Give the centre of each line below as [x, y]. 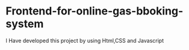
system [25, 24]
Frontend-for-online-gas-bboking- [94, 11]
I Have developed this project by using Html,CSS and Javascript [85, 40]
